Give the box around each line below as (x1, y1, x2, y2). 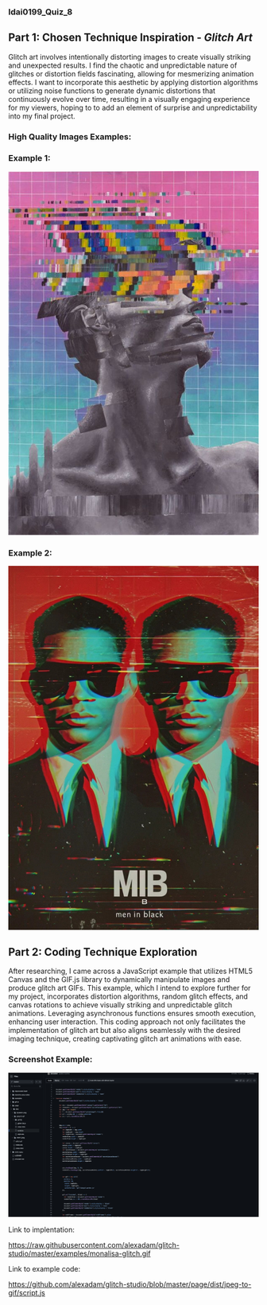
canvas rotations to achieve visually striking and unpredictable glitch (8, 1000, 233, 1010)
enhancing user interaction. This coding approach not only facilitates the (8, 1017, 246, 1026)
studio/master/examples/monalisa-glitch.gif (8, 1249, 151, 1258)
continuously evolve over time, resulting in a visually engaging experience (8, 94, 250, 103)
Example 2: (8, 547, 52, 559)
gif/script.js (8, 1287, 45, 1297)
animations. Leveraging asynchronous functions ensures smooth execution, (8, 1009, 257, 1019)
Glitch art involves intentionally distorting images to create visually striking (8, 52, 252, 61)
